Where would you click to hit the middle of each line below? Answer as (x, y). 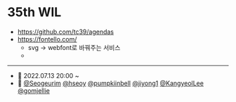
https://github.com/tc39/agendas (66, 32)
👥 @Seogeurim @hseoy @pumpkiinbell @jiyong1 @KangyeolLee (110, 83)
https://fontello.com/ (47, 39)
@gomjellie (34, 90)
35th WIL (34, 12)
